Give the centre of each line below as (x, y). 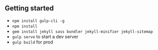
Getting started (29, 8)
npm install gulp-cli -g (38, 21)
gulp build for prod (33, 42)
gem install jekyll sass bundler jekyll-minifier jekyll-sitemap (82, 32)
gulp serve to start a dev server (45, 36)
